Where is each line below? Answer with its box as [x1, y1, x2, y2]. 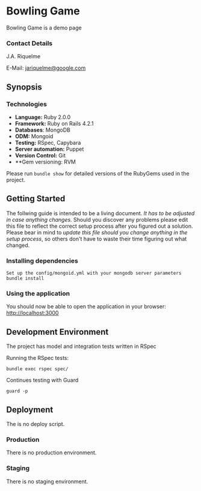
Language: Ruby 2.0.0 [14, 113, 71, 121]
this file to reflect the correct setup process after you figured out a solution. [6, 222, 194, 230]
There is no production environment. [6, 449, 97, 456]
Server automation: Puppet [14, 145, 84, 153]
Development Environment [6, 326, 109, 337]
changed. [6, 242, 30, 249]
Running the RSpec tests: [6, 355, 69, 362]
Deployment [6, 404, 54, 415]
